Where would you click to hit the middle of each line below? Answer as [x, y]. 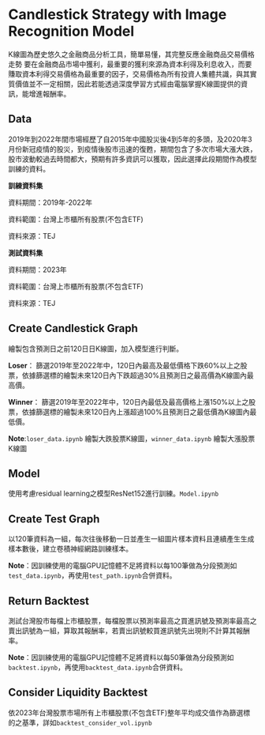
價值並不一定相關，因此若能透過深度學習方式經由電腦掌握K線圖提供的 [128, 84]
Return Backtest [49, 601]
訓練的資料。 [29, 168]
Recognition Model [71, 31]
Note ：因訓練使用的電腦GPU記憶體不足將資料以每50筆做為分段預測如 [121, 657]
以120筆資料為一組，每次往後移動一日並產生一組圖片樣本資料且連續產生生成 [131, 539]
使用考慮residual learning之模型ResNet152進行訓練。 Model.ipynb [114, 494]
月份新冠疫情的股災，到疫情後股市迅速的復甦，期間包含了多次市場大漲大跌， [132, 149]
